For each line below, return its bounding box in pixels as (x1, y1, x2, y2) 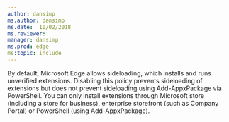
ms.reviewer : (7, 30, 46, 37)
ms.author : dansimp (7, 17, 65, 24)
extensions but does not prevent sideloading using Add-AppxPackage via (7, 84, 222, 92)
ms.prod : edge (7, 43, 50, 50)
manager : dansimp (7, 37, 59, 44)
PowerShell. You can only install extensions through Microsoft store (7, 91, 204, 99)
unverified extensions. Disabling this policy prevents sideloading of (7, 76, 203, 85)
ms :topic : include (7, 50, 62, 57)
